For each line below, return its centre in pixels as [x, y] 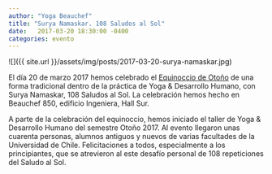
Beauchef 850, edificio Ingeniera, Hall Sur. [79, 103]
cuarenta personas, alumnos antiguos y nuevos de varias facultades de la [132, 137]
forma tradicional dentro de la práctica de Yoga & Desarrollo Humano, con [132, 86]
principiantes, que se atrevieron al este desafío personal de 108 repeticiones [136, 154]
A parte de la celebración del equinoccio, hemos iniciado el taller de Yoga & [135, 120]
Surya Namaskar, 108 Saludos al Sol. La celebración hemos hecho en [124, 95]
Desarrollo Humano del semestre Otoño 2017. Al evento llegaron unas [124, 128]
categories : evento [41, 39]
